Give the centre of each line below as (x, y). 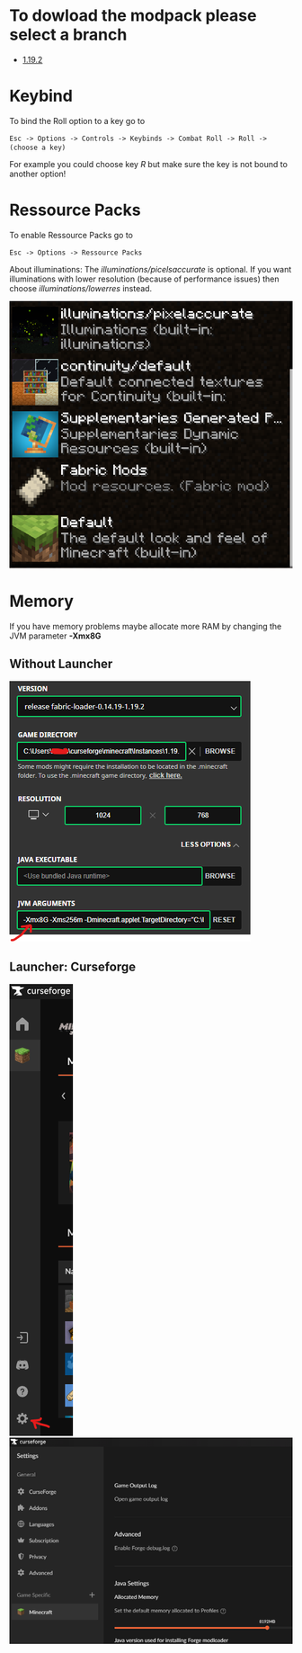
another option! (38, 174)
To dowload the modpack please (133, 16)
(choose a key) (38, 147)
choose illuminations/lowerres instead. (81, 288)
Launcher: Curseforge (73, 967)
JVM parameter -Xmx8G (55, 636)
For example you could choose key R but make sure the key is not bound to (148, 164)
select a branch (68, 35)
